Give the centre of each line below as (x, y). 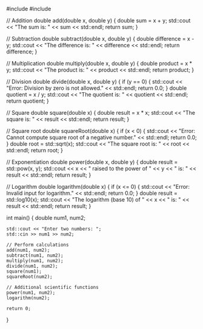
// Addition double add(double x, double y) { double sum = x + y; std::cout (98, 20)
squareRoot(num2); (29, 277)
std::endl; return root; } (35, 150)
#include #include (29, 9)
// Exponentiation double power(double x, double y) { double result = (92, 162)
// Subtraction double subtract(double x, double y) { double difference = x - (100, 39)
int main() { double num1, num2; (46, 218)
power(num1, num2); (31, 293)
